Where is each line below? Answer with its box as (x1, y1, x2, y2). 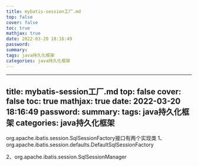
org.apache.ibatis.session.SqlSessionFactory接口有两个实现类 (6, 135, 157, 142)
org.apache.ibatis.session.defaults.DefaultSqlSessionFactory (6, 141, 154, 148)
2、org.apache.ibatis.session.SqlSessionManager (6, 154, 127, 161)
